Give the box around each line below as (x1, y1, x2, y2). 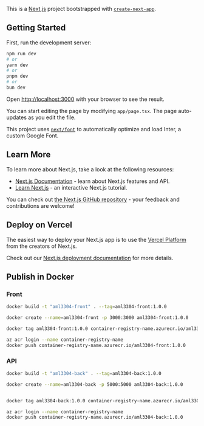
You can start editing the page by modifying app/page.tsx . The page (6, 107, 177, 114)
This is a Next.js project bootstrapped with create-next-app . (6, 5, 157, 12)
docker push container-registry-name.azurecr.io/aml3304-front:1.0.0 (6, 342, 186, 348)
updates (6, 114, 27, 121)
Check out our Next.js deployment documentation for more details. (6, 254, 174, 261)
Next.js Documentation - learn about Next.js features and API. (15, 177, 170, 185)
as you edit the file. (28, 114, 76, 121)
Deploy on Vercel (6, 220, 73, 230)
